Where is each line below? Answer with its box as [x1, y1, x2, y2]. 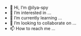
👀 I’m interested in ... [9, 10, 52, 16]
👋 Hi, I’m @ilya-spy [9, 5, 49, 10]
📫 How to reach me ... [9, 26, 55, 31]
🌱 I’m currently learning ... [9, 15, 62, 20]
